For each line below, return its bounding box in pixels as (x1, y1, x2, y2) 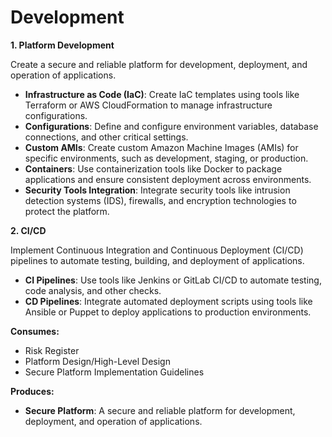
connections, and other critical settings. (24, 131, 189, 143)
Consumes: (10, 325, 60, 337)
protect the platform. (24, 205, 110, 217)
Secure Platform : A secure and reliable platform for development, (24, 404, 296, 416)
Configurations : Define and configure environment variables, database (24, 120, 319, 132)
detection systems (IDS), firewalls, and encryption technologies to (24, 194, 297, 206)
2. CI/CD (10, 224, 47, 236)
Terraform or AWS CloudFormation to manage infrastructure (24, 99, 273, 111)
